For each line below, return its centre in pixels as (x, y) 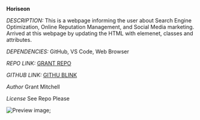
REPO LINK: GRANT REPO (39, 63)
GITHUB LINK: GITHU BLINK (42, 75)
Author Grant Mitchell (33, 87)
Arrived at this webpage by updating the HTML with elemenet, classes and (100, 33)
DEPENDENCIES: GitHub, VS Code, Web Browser (68, 52)
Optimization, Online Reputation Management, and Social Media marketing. (100, 27)
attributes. (19, 40)
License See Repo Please (38, 98)
